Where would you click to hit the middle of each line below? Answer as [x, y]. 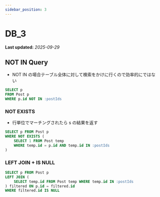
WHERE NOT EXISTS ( [25, 137]
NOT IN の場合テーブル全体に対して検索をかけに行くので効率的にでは [82, 75]
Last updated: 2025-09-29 [32, 47]
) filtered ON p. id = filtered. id [40, 186]
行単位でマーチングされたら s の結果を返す [55, 123]
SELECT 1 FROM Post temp [39, 141]
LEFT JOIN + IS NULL [30, 162]
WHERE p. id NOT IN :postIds [34, 99]
